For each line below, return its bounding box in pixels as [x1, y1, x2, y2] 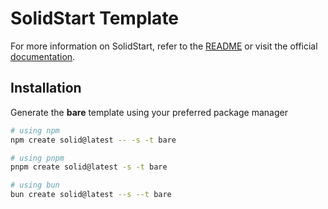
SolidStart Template [10, 7, 180, 30]
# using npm [10, 125, 60, 136]
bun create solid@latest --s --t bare [10, 190, 172, 200]
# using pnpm [10, 153, 65, 163]
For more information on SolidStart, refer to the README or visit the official [10, 40, 318, 52]
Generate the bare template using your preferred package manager [10, 106, 288, 118]
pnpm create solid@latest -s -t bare [10, 162, 168, 172]
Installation [10, 80, 82, 97]
